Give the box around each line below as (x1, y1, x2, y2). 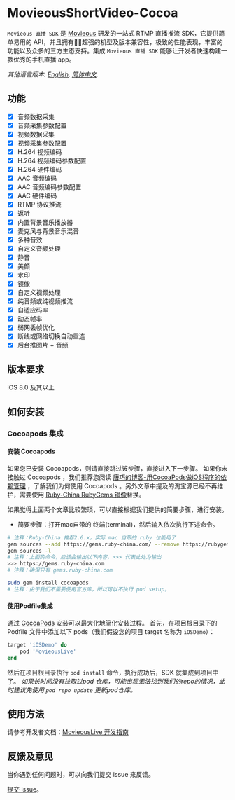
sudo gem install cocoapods (7, 579, 90, 586)
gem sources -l (7, 547, 52, 554)
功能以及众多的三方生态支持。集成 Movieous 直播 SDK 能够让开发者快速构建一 (7, 46, 227, 55)
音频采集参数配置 (17, 121, 67, 130)
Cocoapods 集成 (7, 429, 64, 439)
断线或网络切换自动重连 (17, 332, 85, 340)
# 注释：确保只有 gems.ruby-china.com (7, 567, 113, 574)
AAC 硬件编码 (17, 191, 57, 200)
